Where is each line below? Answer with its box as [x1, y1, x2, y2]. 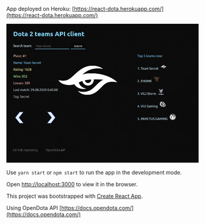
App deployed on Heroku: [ [6, 5, 74, 12]
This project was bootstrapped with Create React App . [6, 192, 143, 200]
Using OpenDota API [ [6, 204, 62, 211]
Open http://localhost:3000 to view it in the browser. [6, 180, 138, 188]
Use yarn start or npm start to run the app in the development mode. [6, 168, 182, 176]
